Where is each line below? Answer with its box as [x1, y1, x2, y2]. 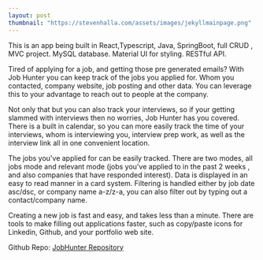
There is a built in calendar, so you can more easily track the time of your [8, 121, 245, 131]
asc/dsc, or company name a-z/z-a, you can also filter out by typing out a [8, 187, 248, 196]
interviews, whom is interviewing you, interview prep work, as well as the [8, 129, 246, 139]
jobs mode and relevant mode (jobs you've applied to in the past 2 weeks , [8, 162, 250, 171]
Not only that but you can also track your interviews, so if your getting [8, 104, 235, 114]
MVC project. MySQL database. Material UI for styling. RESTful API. [8, 49, 227, 58]
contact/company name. [8, 195, 88, 205]
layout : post [8, 11, 51, 20]
